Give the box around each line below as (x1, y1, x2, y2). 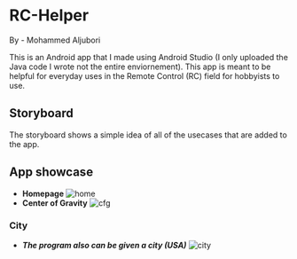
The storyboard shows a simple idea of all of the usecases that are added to (9, 129, 288, 140)
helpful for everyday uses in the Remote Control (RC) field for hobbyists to (9, 70, 280, 81)
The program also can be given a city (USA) (21, 239, 187, 250)
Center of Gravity (21, 197, 88, 208)
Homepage (21, 188, 65, 199)
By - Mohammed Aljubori (9, 35, 101, 45)
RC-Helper (9, 5, 90, 26)
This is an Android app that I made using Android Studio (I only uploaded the (9, 51, 288, 62)
